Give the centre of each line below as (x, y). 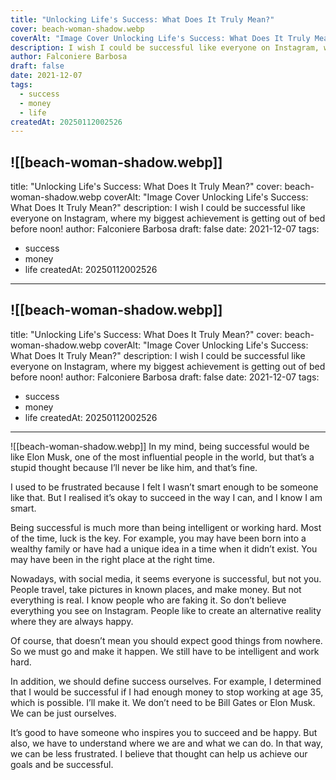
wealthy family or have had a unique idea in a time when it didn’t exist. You (164, 548)
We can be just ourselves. (63, 713)
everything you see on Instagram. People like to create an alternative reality (166, 610)
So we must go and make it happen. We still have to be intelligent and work (165, 651)
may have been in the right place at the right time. (113, 559)
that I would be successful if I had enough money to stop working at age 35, (167, 692)
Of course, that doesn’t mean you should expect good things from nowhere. (166, 640)
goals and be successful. (62, 764)
